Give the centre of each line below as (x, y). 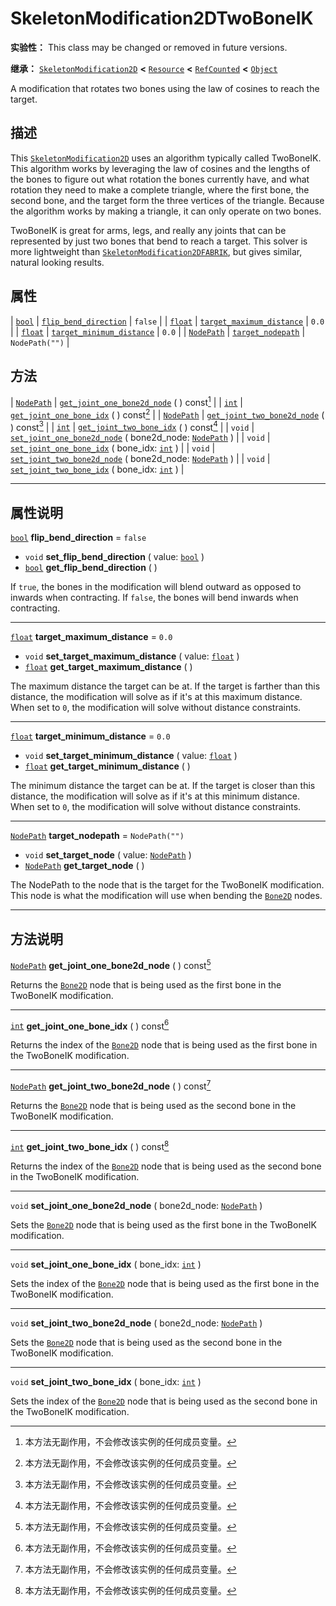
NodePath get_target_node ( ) (84, 866)
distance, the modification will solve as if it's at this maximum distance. (156, 697)
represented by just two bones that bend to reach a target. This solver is (159, 241)
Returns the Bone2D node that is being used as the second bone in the (153, 1105)
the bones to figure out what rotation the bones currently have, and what (160, 179)
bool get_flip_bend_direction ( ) (91, 568)
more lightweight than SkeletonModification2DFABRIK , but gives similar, (156, 251)
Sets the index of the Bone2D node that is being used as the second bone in (164, 1401)
